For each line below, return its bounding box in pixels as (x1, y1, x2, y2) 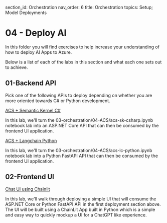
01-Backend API (5, 79, 57, 88)
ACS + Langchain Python (5, 137, 57, 143)
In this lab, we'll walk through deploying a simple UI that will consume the (5, 196, 156, 202)
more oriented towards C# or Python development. (5, 98, 110, 104)
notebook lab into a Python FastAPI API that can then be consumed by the (5, 153, 158, 159)
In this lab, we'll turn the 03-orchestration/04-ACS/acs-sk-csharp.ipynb (5, 117, 153, 123)
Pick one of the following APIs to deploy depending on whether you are (5, 92, 152, 98)
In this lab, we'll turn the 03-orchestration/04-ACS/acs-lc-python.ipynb (5, 147, 152, 153)
